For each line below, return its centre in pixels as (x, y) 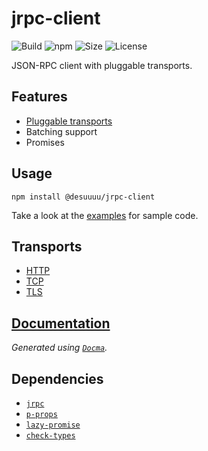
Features (39, 97)
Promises (45, 142)
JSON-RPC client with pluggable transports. (102, 65)
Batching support (61, 131)
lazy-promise (53, 425)
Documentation (61, 323)
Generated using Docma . (59, 348)
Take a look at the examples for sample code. (105, 215)
